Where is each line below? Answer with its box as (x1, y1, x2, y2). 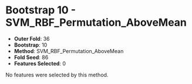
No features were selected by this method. (5, 71, 109, 78)
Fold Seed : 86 (14, 54, 49, 61)
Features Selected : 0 (14, 60, 66, 67)
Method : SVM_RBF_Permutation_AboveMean (14, 47, 124, 54)
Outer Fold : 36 (14, 35, 50, 42)
